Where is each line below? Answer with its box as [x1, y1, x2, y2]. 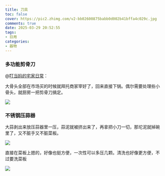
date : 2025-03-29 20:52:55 [5, 25, 60, 30]
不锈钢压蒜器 [5, 112, 36, 119]
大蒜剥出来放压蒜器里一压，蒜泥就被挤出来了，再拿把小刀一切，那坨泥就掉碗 [5, 124, 160, 130]
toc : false [5, 12, 27, 17]
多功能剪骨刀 [5, 61, 36, 68]
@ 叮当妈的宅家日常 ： [5, 73, 48, 78]
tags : [5, 30, 16, 35]
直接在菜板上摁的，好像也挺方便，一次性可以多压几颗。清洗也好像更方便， [5, 150, 156, 156]
